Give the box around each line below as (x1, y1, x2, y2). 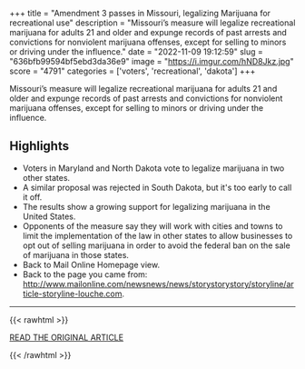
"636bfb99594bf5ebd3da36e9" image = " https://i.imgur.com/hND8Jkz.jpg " (9, 56, 294, 66)
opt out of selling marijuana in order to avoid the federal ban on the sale (22, 240, 290, 251)
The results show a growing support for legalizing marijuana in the (22, 201, 271, 212)
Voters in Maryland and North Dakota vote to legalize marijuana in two (22, 163, 285, 174)
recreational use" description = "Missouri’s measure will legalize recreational (9, 17, 296, 28)
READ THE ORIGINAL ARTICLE (9, 332, 124, 343)
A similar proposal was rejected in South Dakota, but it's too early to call (22, 182, 292, 193)
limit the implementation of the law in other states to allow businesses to (22, 230, 293, 241)
